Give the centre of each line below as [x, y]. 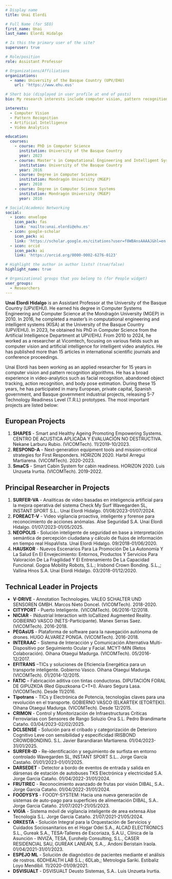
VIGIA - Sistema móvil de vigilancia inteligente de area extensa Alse [84, 811]
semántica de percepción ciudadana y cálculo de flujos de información [88, 538]
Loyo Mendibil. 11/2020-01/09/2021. [50, 865]
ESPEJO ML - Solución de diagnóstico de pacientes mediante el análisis [89, 854]
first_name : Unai [24, 29]
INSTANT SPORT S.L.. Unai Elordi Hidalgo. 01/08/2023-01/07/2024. [84, 511]
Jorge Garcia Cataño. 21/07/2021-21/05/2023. [61, 806]
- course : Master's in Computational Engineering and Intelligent [87, 160]
